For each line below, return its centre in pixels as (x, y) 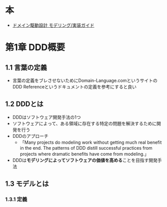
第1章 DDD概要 (35, 47)
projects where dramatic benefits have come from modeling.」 (84, 154)
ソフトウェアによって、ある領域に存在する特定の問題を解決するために (84, 123)
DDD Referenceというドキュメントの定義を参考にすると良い (74, 86)
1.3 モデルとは (27, 184)
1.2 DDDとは (24, 104)
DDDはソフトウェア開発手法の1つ (46, 117)
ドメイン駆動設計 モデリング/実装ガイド (53, 25)
